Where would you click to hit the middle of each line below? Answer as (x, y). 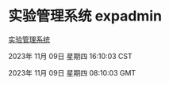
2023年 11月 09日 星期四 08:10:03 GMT (72, 72)
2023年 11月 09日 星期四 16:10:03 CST (70, 56)
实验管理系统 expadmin (85, 16)
